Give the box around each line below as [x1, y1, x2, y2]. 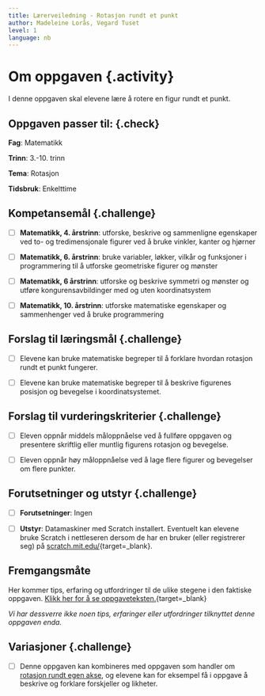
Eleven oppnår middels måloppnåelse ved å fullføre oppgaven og [19, 431, 232, 440]
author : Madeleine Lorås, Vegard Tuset [8, 19, 140, 27]
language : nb [8, 33, 51, 42]
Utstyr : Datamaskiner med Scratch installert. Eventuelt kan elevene [19, 523, 240, 533]
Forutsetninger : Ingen [19, 508, 93, 517]
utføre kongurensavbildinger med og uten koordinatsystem [19, 286, 211, 295]
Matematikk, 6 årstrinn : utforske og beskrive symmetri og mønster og [19, 276, 249, 286]
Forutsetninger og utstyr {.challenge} [8, 487, 198, 500]
